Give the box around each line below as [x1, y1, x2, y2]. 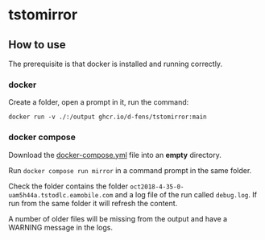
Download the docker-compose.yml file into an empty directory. [8, 150, 222, 159]
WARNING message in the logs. [8, 222, 114, 232]
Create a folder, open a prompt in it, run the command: [8, 97, 189, 107]
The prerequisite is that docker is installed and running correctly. [8, 59, 223, 68]
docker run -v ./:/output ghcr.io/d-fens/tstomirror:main [8, 113, 207, 122]
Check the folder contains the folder [8, 181, 129, 191]
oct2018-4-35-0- [130, 183, 184, 191]
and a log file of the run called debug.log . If [114, 189, 258, 199]
